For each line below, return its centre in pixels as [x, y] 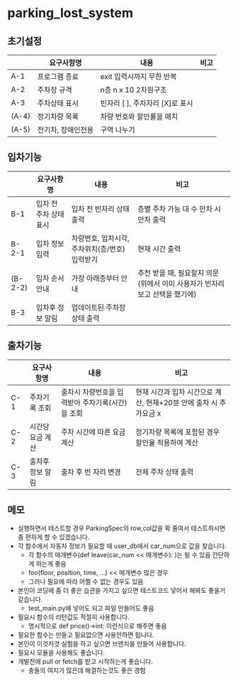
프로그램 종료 [58, 76]
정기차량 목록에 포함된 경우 [178, 431]
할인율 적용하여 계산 [167, 442]
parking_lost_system [70, 13]
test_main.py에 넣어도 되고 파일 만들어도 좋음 [91, 608]
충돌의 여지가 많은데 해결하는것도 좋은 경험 [87, 670]
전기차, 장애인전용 [66, 130]
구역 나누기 [118, 130]
